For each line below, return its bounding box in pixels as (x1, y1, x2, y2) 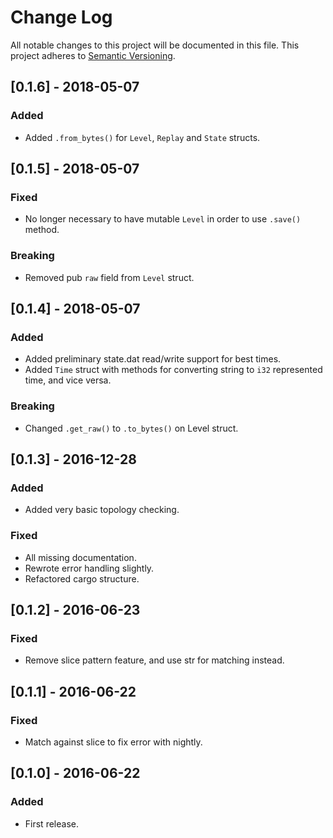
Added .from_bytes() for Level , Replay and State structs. (24, 131, 261, 143)
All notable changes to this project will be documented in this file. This (10, 39, 300, 51)
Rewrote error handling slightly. (24, 562, 155, 574)
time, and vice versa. (24, 374, 112, 386)
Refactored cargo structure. (24, 572, 140, 585)
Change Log (10, 6, 113, 29)
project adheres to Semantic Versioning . (10, 49, 176, 61)
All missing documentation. (24, 551, 137, 563)
